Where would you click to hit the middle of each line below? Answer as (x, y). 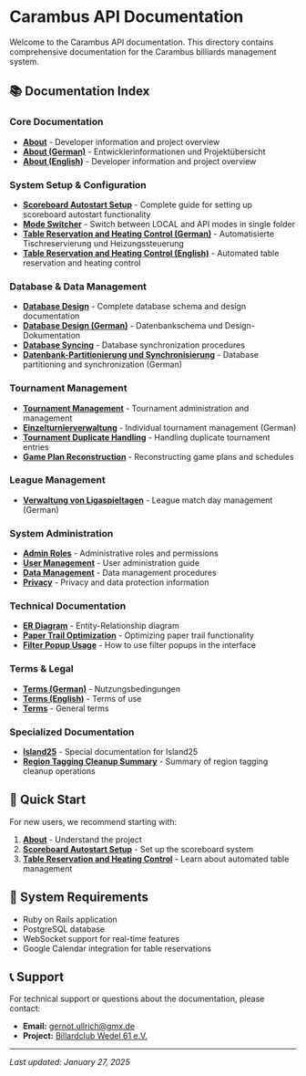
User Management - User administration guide (111, 563)
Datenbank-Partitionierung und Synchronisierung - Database (141, 355)
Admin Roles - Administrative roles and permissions (120, 553)
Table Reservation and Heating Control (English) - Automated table (151, 253)
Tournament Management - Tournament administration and (136, 408)
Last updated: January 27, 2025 (70, 1062)
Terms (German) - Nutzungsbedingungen (102, 689)
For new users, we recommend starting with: (93, 821)
